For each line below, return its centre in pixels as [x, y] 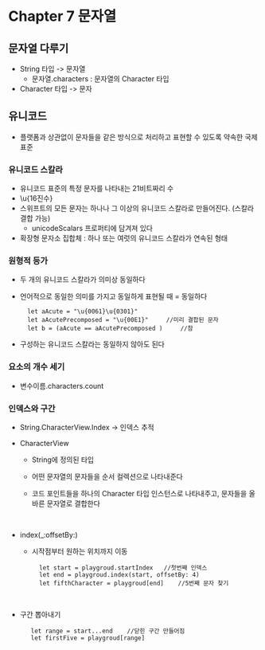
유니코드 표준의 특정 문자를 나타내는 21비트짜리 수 [97, 189]
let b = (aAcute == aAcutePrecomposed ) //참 [110, 329]
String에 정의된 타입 [62, 460]
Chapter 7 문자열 [62, 16]
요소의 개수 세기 [37, 367]
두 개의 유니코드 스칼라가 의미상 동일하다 [82, 280]
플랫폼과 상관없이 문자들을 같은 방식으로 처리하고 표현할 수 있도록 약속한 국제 [139, 137]
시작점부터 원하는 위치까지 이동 [80, 551]
